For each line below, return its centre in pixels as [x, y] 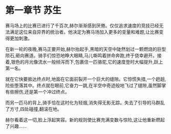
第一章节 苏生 [33, 10]
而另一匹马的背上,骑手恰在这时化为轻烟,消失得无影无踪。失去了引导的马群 [83, 102]
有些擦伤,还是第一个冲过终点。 [38, 92]
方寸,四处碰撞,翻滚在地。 [36, 109]
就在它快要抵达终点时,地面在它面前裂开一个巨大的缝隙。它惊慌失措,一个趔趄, [86, 79]
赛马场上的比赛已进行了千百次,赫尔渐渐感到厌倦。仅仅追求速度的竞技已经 [82, 25]
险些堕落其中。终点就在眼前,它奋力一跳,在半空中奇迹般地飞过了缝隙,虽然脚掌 [86, 85]
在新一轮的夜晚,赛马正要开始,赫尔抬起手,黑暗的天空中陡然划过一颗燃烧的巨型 [86, 49]
